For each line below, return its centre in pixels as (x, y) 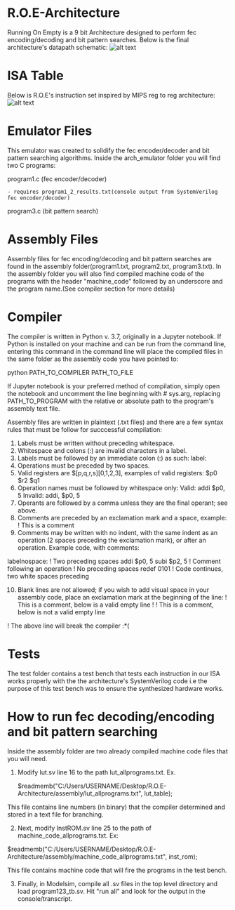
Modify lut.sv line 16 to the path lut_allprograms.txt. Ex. (96, 772)
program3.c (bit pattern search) (53, 211)
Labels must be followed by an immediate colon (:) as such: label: (112, 458)
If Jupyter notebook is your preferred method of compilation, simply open (114, 386)
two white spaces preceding (48, 576)
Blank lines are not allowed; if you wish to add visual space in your (113, 589)
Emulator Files (50, 131)
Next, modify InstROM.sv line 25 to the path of (85, 828)
